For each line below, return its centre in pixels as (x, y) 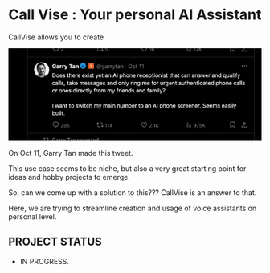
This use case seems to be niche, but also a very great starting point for (127, 168)
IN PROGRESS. (45, 261)
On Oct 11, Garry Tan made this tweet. (71, 153)
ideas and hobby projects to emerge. (69, 177)
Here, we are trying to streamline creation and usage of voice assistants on (133, 208)
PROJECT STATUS (55, 242)
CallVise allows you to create (56, 37)
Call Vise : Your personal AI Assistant (135, 15)
